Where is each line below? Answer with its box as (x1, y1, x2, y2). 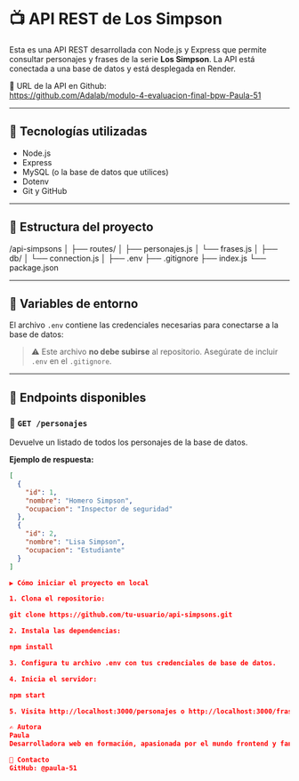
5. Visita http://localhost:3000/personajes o (9, 706, 185, 716)
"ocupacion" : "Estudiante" (25, 545, 125, 554)
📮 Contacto (9, 755, 50, 765)
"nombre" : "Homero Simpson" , (25, 496, 133, 505)
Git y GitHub (21, 185, 68, 196)
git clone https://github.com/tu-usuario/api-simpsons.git (9, 610, 233, 620)
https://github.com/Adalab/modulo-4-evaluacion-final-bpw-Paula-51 (9, 90, 262, 101)
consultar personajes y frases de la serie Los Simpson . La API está (9, 53, 255, 64)
